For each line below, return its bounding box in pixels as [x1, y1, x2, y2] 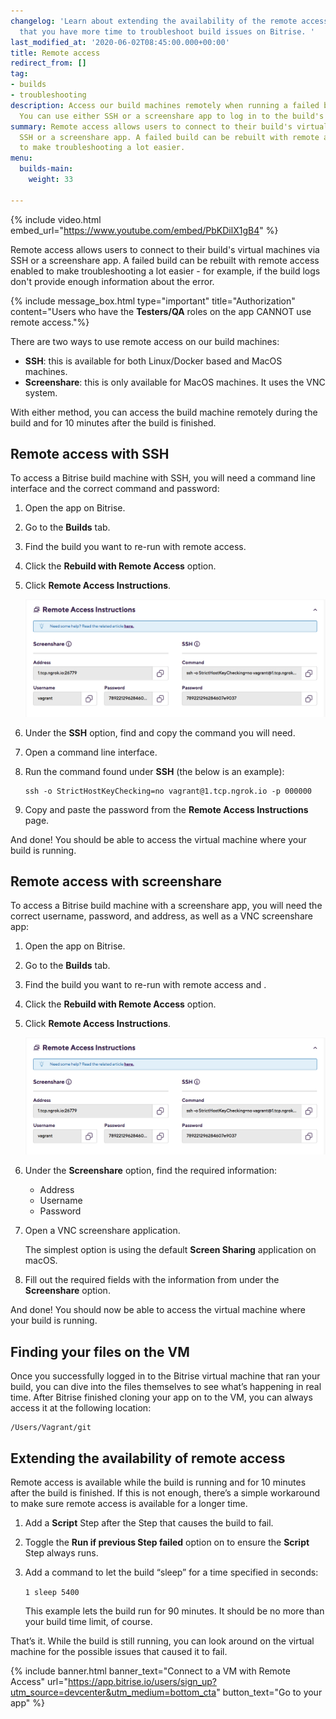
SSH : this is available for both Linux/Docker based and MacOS [24, 355, 283, 367]
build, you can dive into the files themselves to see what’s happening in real [10, 1381, 322, 1393]
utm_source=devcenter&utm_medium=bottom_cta [10, 1686, 217, 1699]
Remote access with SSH [10, 446, 170, 463]
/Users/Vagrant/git [10, 1423, 92, 1433]
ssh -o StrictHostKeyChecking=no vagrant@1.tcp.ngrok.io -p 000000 [24, 786, 312, 796]
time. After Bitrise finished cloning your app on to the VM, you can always [10, 1391, 313, 1404]
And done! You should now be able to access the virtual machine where [10, 1304, 307, 1316]
